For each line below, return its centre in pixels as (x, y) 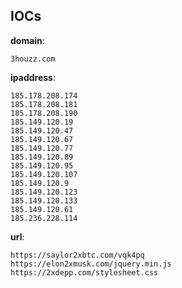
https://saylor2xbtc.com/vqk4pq (77, 255)
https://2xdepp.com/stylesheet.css (84, 272)
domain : (27, 40)
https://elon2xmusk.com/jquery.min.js (91, 264)
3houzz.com (33, 59)
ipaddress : (33, 77)
